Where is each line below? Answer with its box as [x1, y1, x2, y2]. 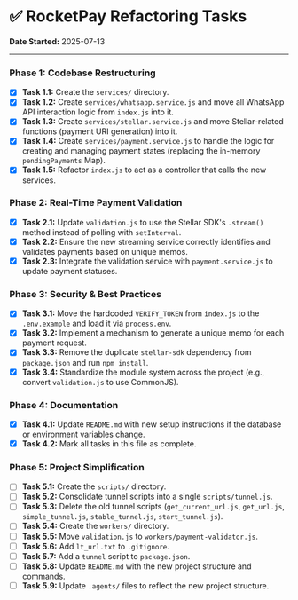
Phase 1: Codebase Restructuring [9, 67, 157, 79]
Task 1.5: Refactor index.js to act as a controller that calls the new [21, 164, 267, 175]
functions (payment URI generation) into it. [21, 126, 178, 137]
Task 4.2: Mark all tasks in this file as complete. [21, 438, 197, 449]
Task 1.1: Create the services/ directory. [21, 87, 169, 98]
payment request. [21, 337, 87, 348]
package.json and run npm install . [21, 357, 149, 367]
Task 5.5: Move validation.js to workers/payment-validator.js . [21, 531, 259, 541]
